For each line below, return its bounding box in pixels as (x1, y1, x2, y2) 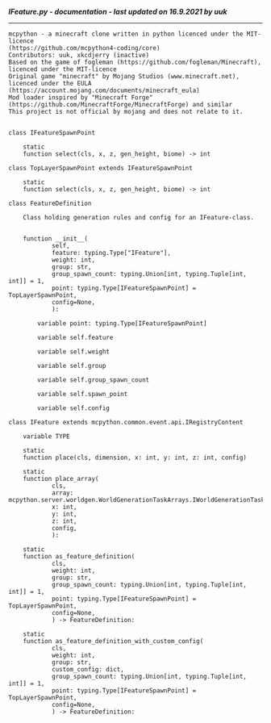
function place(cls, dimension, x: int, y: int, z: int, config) (23, 453, 248, 462)
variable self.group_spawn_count (37, 376, 150, 384)
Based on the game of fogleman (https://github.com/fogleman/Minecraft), (8, 58, 262, 66)
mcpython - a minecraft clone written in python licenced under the (8, 30, 244, 38)
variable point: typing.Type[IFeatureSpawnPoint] (37, 320, 207, 328)
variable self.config (37, 404, 110, 412)
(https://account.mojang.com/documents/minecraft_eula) (8, 86, 200, 94)
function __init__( (23, 235, 89, 243)
